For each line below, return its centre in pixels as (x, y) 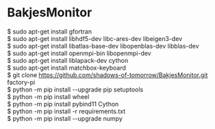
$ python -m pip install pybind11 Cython (63, 104)
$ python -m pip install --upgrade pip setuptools (75, 89)
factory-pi (21, 82)
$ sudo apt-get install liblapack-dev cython (68, 60)
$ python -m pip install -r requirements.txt (66, 111)
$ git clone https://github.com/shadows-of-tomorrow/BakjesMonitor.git (107, 75)
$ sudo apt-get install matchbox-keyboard (67, 68)
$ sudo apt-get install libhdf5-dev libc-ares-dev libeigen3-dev (95, 38)
